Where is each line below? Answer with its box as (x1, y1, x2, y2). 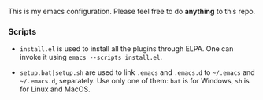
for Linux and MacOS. (19, 84, 91, 94)
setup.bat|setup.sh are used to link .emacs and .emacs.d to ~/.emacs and (19, 68, 255, 77)
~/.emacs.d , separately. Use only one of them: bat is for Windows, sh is (19, 76, 250, 86)
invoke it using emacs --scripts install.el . (19, 53, 163, 62)
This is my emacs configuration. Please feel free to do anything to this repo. (8, 7, 256, 16)
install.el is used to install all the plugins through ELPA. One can (19, 44, 234, 54)
